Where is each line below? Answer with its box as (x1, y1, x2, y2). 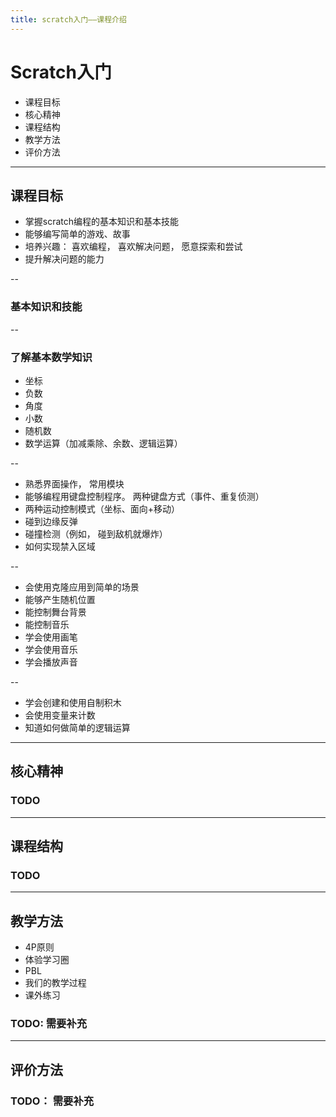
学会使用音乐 (24, 643, 78, 655)
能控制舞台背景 (24, 606, 87, 618)
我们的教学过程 (24, 977, 87, 989)
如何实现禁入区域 (24, 540, 96, 552)
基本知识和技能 (10, 300, 83, 314)
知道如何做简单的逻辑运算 (24, 721, 131, 733)
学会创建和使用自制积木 (24, 696, 122, 708)
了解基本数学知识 (10, 350, 93, 364)
